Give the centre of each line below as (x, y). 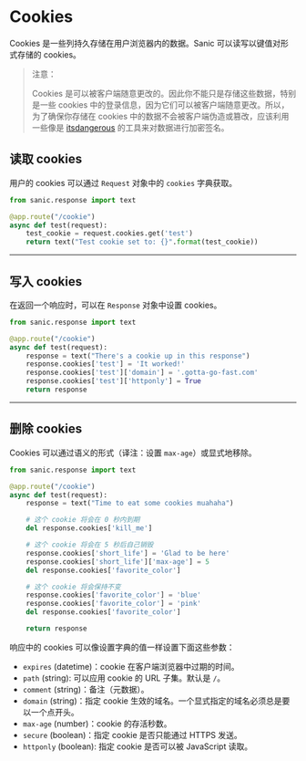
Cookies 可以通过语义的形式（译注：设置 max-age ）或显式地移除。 (133, 453)
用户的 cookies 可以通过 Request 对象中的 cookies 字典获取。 (123, 182)
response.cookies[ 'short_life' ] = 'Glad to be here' (128, 553)
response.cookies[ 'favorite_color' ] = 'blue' (114, 595)
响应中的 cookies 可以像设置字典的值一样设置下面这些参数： (122, 647)
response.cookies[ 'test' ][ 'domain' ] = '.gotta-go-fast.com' (142, 373)
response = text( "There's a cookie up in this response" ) (138, 356)
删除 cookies (46, 429)
